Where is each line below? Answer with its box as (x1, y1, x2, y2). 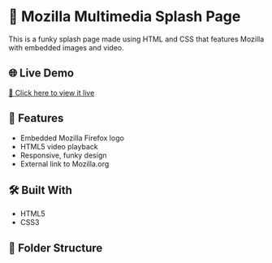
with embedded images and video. (8, 42, 124, 52)
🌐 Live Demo (8, 67, 75, 80)
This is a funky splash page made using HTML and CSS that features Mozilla (8, 34, 265, 44)
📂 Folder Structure (8, 241, 103, 255)
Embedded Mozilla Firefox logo (19, 133, 124, 143)
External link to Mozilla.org (19, 158, 110, 169)
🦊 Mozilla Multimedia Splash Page (8, 7, 241, 26)
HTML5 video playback (19, 141, 99, 151)
